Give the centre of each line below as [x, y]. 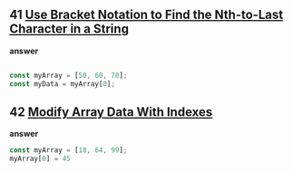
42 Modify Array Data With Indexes [111, 112]
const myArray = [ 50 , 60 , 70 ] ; [68, 75]
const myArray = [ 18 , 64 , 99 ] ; [68, 150]
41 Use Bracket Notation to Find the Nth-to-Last [146, 15]
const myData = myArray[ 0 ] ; [63, 84]
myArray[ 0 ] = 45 [40, 159]
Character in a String [69, 29]
